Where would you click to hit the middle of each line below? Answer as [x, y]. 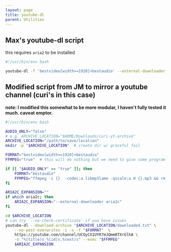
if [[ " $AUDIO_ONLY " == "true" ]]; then [49, 169]
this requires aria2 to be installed [40, 53]
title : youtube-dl [25, 15]
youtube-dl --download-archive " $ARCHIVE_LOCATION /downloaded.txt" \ [81, 225]
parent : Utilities [25, 19]
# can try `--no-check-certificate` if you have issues [66, 220]
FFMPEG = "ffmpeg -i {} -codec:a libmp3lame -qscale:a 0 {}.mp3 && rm [90, 178]
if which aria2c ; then [29, 197]
